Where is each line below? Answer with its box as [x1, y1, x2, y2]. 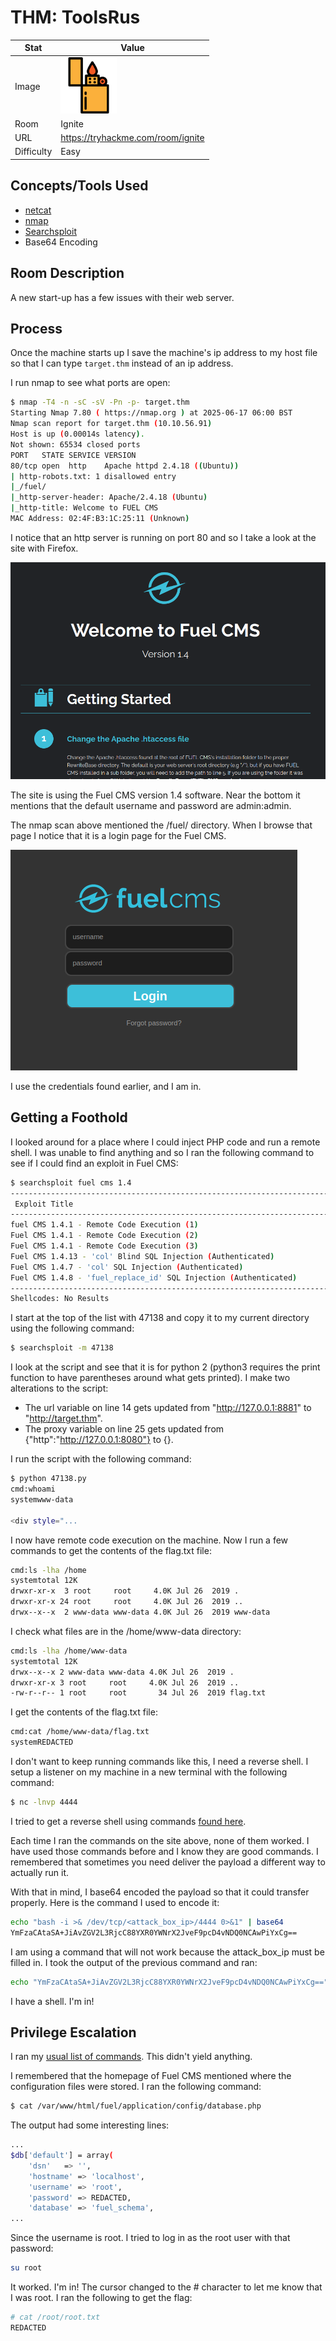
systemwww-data [10, 1494, 74, 1505]
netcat [24, 204, 52, 216]
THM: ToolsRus [10, 6, 141, 29]
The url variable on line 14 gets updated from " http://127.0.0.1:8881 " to [24, 1402, 312, 1414]
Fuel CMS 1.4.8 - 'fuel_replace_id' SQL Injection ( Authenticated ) [10, 1272, 298, 1283]
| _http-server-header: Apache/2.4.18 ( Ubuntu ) [10, 492, 208, 503]
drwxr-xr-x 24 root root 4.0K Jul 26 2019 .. [10, 1597, 244, 1607]
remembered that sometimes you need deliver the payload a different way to [10, 1856, 326, 1868]
